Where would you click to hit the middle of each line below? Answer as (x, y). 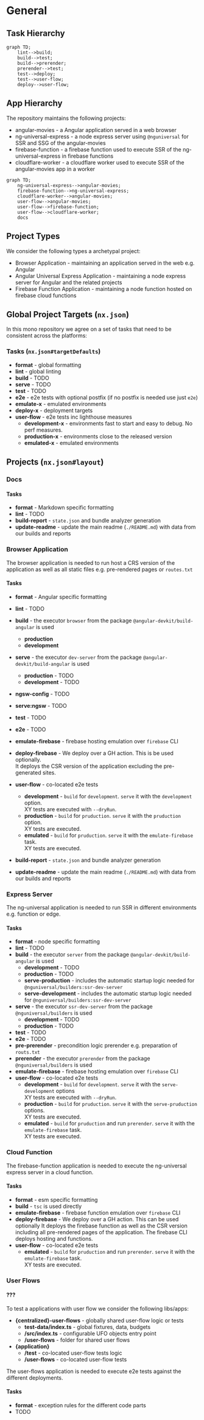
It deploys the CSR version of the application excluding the (89, 766)
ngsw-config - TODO (42, 694)
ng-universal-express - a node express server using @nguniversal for (102, 136)
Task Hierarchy (36, 33)
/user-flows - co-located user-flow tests (76, 1359)
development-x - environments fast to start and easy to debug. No (108, 423)
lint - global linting (38, 371)
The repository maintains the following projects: (66, 118)
